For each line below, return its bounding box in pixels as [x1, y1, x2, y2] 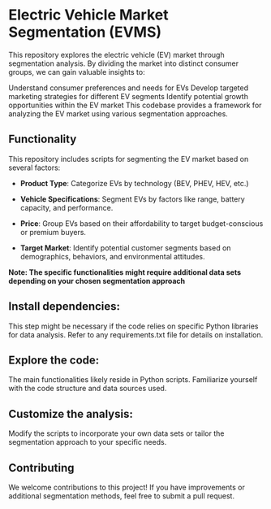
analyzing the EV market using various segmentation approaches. [8, 108, 229, 119]
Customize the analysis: [8, 407, 134, 420]
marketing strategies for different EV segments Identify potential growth [8, 91, 249, 101]
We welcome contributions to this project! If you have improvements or [8, 482, 245, 492]
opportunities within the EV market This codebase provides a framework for [8, 100, 262, 110]
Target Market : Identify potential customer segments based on [19, 242, 231, 253]
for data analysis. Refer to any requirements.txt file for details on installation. [8, 329, 264, 339]
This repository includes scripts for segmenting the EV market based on [8, 154, 249, 163]
